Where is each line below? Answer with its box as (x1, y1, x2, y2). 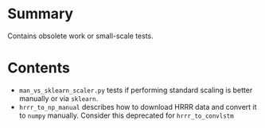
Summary (7, 5, 73, 23)
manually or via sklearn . (18, 93, 99, 103)
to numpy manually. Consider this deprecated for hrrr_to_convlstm (18, 111, 234, 120)
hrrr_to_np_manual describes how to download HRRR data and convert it (18, 102, 257, 111)
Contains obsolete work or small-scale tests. (7, 31, 154, 41)
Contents (7, 59, 71, 77)
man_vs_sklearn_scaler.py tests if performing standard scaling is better (18, 85, 253, 95)
